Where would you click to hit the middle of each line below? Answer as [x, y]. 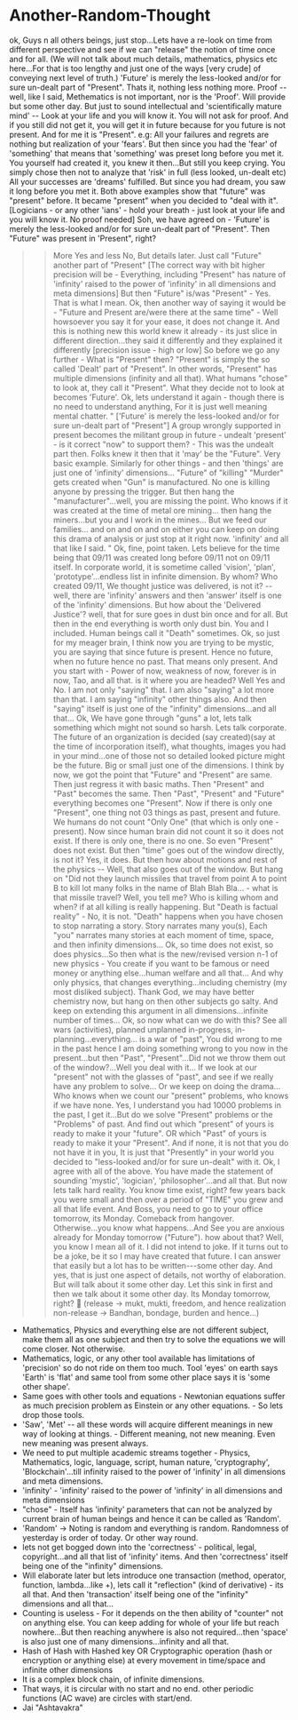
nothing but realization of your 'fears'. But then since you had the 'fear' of [143, 144]
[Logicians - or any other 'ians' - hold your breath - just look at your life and [147, 210]
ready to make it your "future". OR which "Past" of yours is [160, 1133]
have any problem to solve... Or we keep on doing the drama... [167, 1086]
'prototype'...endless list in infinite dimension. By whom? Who [165, 576]
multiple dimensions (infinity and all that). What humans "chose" [170, 378]
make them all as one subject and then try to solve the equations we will [153, 1339]
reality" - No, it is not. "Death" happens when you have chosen [168, 916]
